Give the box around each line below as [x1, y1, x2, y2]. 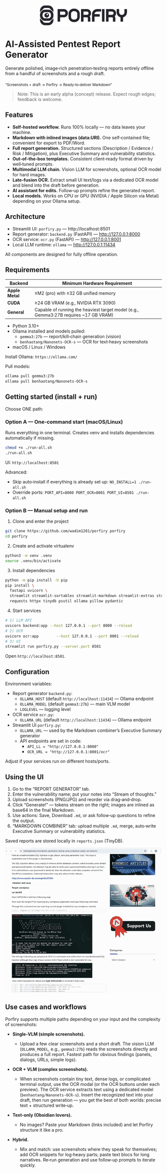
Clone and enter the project [12, 518, 69, 524]
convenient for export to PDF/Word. [12, 140, 85, 146]
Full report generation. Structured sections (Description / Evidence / [12, 145, 154, 151]
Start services [12, 608, 41, 614]
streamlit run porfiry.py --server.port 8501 [5, 644, 101, 649]
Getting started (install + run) [5, 393, 97, 401]
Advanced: [5, 469, 27, 475]
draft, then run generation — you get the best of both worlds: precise [19, 1097, 162, 1103]
